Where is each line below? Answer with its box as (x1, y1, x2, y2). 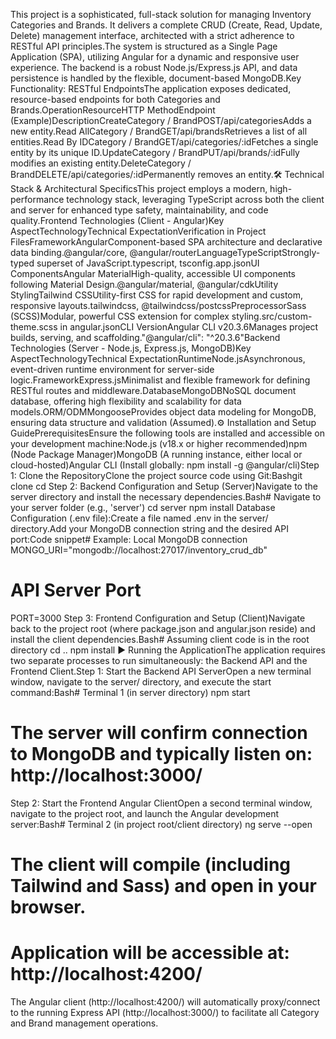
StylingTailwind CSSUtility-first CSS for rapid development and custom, (10, 289, 304, 301)
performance (10, 194, 65, 205)
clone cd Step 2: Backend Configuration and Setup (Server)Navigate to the (10, 480, 318, 492)
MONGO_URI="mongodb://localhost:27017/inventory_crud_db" (10, 544, 268, 556)
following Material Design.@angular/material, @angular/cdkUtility (10, 279, 279, 290)
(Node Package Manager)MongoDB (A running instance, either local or (10, 449, 303, 460)
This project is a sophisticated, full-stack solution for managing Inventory (10, 9, 312, 20)
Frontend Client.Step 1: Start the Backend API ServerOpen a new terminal (10, 665, 312, 677)
